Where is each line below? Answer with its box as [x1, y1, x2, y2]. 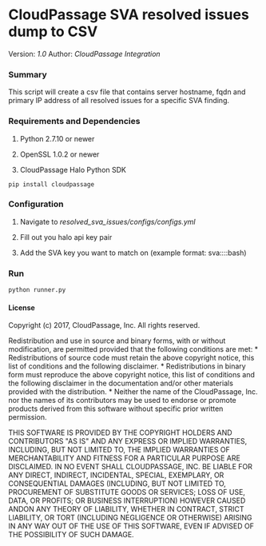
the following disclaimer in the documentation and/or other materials [8, 378, 234, 389]
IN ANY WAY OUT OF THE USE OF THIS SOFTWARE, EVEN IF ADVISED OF [8, 521, 254, 531]
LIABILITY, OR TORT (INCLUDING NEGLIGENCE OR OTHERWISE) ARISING [8, 513, 253, 523]
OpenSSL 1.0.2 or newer [19, 149, 100, 159]
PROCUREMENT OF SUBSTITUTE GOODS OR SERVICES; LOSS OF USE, [8, 488, 246, 497]
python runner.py [8, 286, 66, 294]
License [8, 302, 36, 313]
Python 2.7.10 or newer [19, 134, 95, 143]
